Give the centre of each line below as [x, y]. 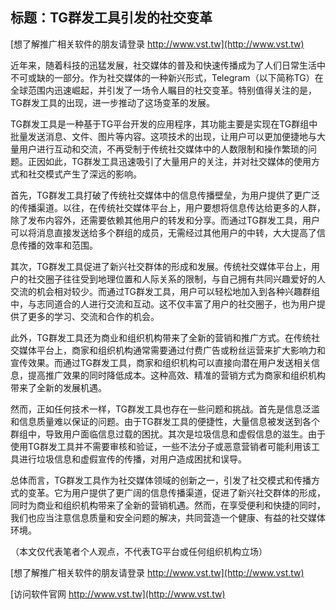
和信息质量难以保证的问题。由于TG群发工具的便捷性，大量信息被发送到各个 [165, 421]
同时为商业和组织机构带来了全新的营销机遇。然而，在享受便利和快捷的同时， [168, 505]
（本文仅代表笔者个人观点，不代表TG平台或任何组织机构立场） [139, 551]
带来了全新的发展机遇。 [58, 387]
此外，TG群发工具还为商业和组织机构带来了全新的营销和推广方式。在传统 [161, 337]
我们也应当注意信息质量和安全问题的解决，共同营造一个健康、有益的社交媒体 [168, 517]
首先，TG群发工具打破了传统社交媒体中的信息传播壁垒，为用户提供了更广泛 [165, 195]
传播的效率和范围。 [58, 245]
